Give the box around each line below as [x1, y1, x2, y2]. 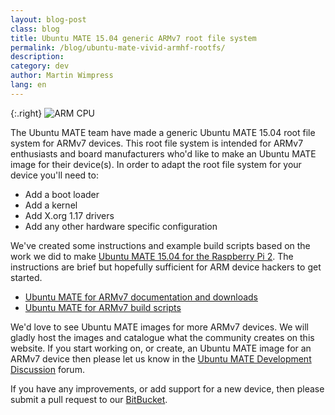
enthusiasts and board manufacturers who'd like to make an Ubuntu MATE [10, 147, 317, 160]
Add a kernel [24, 199, 78, 211]
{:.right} [10, 107, 43, 119]
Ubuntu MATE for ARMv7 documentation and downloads [24, 291, 258, 303]
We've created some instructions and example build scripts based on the [10, 239, 311, 251]
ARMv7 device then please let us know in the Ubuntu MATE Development [10, 352, 312, 365]
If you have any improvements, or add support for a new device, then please [10, 382, 325, 395]
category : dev [10, 61, 70, 71]
